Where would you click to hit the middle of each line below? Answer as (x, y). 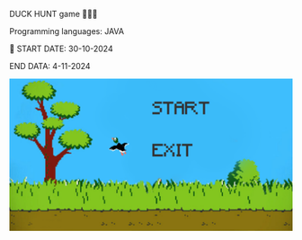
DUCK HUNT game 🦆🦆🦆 (53, 14)
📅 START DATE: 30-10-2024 (62, 49)
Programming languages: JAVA (67, 31)
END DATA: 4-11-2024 (50, 66)
